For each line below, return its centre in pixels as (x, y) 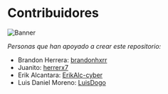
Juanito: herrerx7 (43, 67)
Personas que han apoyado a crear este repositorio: (84, 46)
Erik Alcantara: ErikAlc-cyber (60, 75)
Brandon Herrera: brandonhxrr (62, 60)
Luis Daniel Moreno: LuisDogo (62, 82)
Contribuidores (53, 13)
